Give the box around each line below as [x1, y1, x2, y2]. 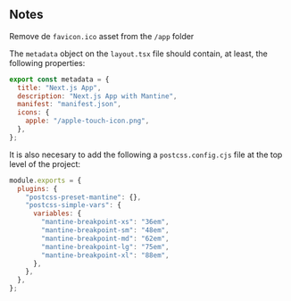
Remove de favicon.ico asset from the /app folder [9, 30, 195, 41]
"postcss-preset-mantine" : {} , [25, 192, 142, 202]
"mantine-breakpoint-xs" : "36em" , [41, 218, 170, 227]
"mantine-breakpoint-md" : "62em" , [41, 234, 170, 243]
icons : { [17, 108, 50, 117]
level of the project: [9, 158, 81, 169]
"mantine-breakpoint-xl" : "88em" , [41, 250, 170, 260]
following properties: [9, 57, 86, 68]
